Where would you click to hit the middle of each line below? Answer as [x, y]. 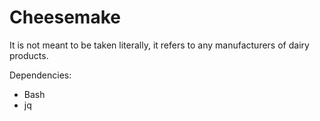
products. [29, 55]
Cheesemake [65, 17]
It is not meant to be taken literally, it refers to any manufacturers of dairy [159, 45]
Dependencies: [40, 75]
